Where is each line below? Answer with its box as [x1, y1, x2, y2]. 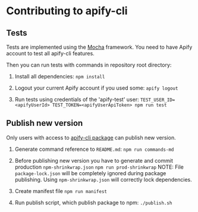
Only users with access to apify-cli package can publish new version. [6, 134, 177, 141]
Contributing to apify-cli [6, 4, 128, 18]
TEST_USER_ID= [140, 97, 175, 103]
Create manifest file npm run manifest [14, 187, 108, 194]
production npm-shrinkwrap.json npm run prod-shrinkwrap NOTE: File [14, 163, 184, 170]
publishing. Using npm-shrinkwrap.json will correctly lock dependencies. [14, 176, 192, 183]
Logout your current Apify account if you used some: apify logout [14, 84, 178, 91]
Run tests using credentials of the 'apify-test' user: [14, 96, 139, 103]
